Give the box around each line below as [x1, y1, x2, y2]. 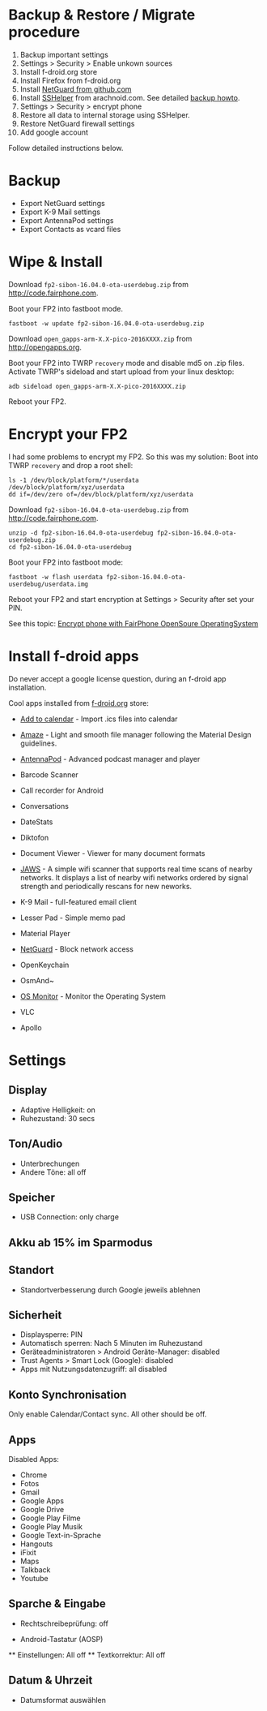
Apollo [19, 1022, 42, 1032]
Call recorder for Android [19, 785, 104, 795]
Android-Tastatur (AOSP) [19, 1634, 104, 1644]
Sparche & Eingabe [8, 1597, 107, 1611]
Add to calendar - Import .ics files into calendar [19, 714, 178, 724]
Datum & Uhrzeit [8, 1674, 93, 1687]
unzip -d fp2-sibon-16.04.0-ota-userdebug [8, 529, 154, 537]
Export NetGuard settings [19, 198, 105, 208]
